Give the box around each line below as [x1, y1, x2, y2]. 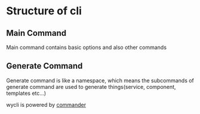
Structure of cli [6, 4, 82, 18]
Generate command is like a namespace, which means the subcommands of [6, 76, 194, 84]
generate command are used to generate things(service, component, [6, 83, 176, 90]
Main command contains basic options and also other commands [6, 44, 167, 51]
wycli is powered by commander [6, 101, 87, 108]
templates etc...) [6, 90, 47, 97]
